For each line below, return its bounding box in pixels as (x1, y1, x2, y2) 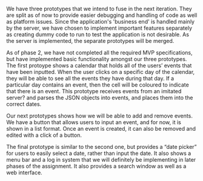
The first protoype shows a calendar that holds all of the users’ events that (6, 62, 192, 69)
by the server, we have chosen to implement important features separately (6, 24, 193, 31)
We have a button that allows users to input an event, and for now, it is (6, 119, 182, 126)
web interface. (6, 169, 42, 176)
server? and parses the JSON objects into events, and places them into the (6, 94, 193, 101)
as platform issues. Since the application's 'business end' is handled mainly (6, 18, 195, 25)
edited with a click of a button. (6, 131, 82, 139)
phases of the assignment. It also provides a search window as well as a (6, 163, 187, 169)
